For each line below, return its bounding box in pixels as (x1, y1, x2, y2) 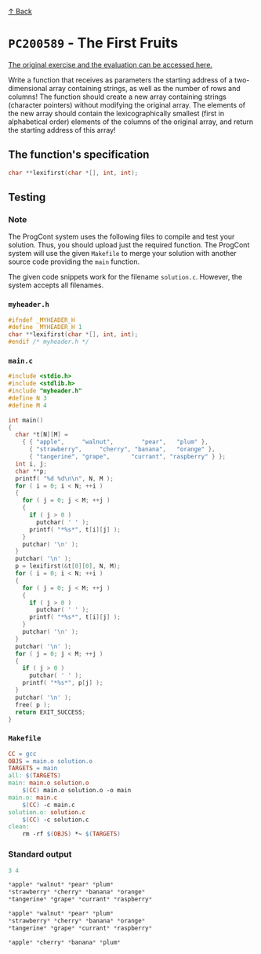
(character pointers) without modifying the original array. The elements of (8, 100, 245, 109)
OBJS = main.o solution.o (8, 757, 92, 765)
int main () (8, 416, 44, 424)
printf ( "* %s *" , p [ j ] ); (22, 679, 103, 687)
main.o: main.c (8, 793, 58, 802)
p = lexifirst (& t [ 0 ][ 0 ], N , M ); (15, 562, 121, 570)
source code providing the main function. (8, 257, 140, 266)
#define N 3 (8, 394, 47, 403)
